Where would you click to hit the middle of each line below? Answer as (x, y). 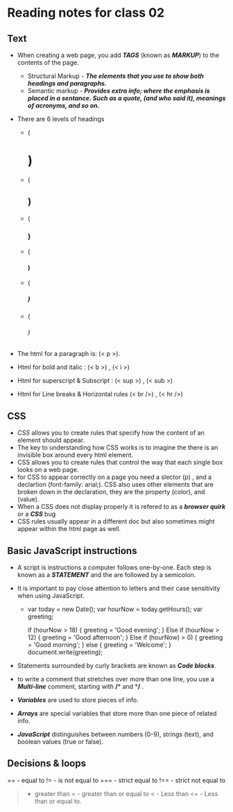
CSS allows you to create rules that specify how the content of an (111, 433)
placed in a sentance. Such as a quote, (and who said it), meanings (127, 98)
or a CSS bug (36, 514)
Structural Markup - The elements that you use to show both (116, 76)
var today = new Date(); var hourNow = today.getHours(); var (115, 609)
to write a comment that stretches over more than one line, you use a (116, 679)
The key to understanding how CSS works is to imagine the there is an (118, 448)
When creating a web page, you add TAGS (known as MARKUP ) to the (118, 55)
